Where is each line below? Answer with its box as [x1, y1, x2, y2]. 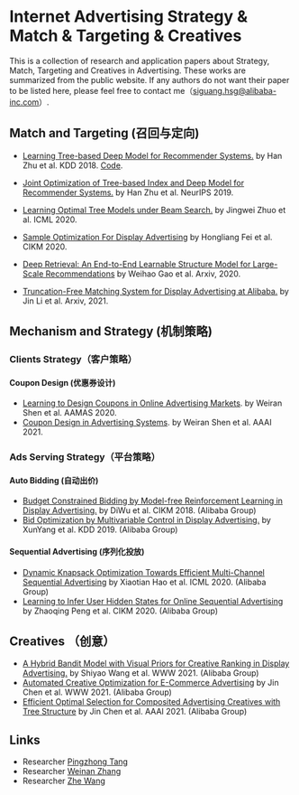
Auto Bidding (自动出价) [9, 474, 99, 485]
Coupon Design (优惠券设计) [9, 377, 116, 388]
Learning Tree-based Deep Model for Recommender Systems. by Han [22, 150, 283, 161]
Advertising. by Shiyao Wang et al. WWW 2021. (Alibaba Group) [22, 668, 259, 678]
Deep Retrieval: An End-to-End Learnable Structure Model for [22, 258, 251, 269]
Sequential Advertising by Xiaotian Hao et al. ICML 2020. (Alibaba [22, 576, 267, 587]
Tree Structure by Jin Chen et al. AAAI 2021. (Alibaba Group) [22, 706, 248, 717]
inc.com [9, 97, 40, 108]
